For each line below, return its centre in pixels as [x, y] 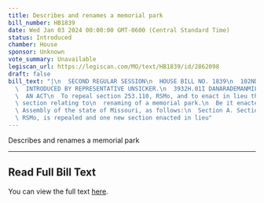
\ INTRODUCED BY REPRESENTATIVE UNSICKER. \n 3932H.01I [110, 89]
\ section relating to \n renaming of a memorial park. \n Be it [125, 103]
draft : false [29, 74]
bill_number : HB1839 [42, 23]
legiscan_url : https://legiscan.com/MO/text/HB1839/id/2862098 [114, 67]
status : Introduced [40, 37]
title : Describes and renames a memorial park [86, 15]
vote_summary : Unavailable [52, 60]
